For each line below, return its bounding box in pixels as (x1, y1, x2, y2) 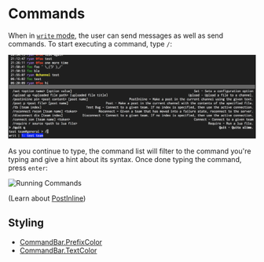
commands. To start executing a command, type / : (8, 39, 173, 48)
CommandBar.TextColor (19, 245, 97, 255)
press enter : (8, 163, 49, 172)
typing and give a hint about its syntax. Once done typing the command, (8, 154, 242, 164)
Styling (8, 216, 45, 230)
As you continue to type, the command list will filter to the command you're (8, 146, 251, 156)
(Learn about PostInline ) (8, 194, 86, 203)
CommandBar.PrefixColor (19, 237, 103, 246)
